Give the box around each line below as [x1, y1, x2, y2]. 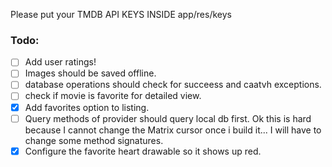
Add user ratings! [24, 56, 97, 68]
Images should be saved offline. [24, 67, 157, 79]
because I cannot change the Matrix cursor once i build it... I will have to [24, 124, 322, 136]
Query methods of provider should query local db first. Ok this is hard [24, 112, 312, 124]
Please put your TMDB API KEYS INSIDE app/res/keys [10, 9, 232, 20]
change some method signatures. [24, 134, 164, 146]
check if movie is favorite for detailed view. [24, 90, 202, 102]
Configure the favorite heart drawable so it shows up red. [24, 145, 262, 157]
